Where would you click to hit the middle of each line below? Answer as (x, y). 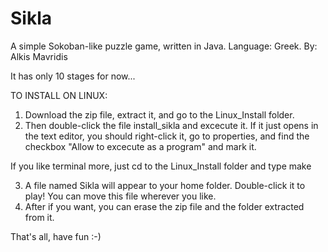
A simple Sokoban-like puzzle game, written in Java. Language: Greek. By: (164, 46)
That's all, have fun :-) (56, 236)
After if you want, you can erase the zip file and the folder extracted (164, 206)
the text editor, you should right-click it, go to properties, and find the (167, 136)
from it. (39, 217)
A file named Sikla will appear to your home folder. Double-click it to (165, 185)
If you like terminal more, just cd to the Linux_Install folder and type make (161, 166)
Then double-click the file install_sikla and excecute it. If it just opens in (171, 125)
